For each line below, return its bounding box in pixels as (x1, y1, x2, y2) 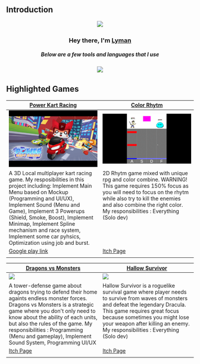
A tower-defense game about (8, 282, 82, 290)
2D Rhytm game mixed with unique (102, 170, 189, 177)
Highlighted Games (6, 84, 79, 94)
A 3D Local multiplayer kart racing (8, 170, 92, 177)
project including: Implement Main (8, 182, 92, 189)
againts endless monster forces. (8, 295, 87, 302)
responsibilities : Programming (8, 326, 83, 334)
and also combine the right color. (102, 201, 183, 209)
